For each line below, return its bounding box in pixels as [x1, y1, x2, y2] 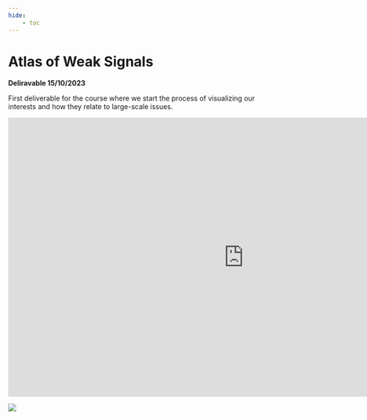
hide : [8, 11, 26, 20]
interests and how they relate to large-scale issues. [8, 102, 173, 111]
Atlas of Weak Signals [8, 53, 154, 71]
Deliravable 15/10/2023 [8, 79, 86, 88]
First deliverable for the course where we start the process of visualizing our [8, 93, 256, 103]
